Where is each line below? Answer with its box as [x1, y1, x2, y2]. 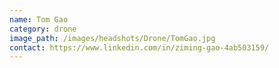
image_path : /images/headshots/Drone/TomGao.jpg [9, 33, 216, 43]
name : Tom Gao [9, 14, 69, 25]
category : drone [9, 24, 77, 34]
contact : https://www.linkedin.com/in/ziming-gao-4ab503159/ [9, 42, 270, 53]
